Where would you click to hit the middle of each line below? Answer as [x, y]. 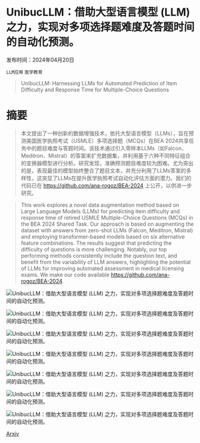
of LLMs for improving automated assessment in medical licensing [102, 268]
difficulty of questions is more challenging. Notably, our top [94, 249]
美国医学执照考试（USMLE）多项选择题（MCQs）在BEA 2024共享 [107, 140]
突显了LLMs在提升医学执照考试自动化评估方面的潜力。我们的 [116, 178]
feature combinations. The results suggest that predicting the [96, 243]
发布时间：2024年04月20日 [40, 60]
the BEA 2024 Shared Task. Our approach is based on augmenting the [107, 224]
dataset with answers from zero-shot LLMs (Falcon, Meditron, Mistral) [107, 230]
